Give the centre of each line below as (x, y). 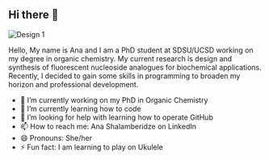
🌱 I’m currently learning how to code (80, 108)
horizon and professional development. (74, 84)
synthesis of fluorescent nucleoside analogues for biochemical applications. (135, 67)
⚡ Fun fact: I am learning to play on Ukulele (92, 147)
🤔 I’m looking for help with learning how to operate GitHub (117, 117)
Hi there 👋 (34, 15)
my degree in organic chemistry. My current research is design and (120, 58)
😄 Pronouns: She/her (56, 137)
